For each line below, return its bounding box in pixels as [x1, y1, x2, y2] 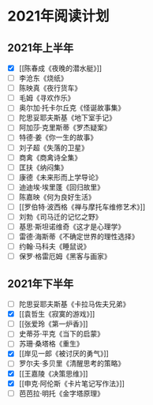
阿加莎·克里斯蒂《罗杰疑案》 [18, 123, 111, 133]
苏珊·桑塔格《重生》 [18, 339, 84, 348]
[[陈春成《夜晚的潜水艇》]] [18, 64, 103, 73]
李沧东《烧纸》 [18, 73, 68, 83]
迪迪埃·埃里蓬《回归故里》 [18, 182, 104, 192]
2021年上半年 [7, 41, 74, 54]
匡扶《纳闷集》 [18, 163, 68, 172]
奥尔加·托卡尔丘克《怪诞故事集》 [18, 103, 125, 113]
